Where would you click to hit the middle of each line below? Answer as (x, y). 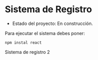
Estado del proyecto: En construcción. (53, 23)
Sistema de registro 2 (27, 52)
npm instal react (23, 42)
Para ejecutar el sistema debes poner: (45, 33)
